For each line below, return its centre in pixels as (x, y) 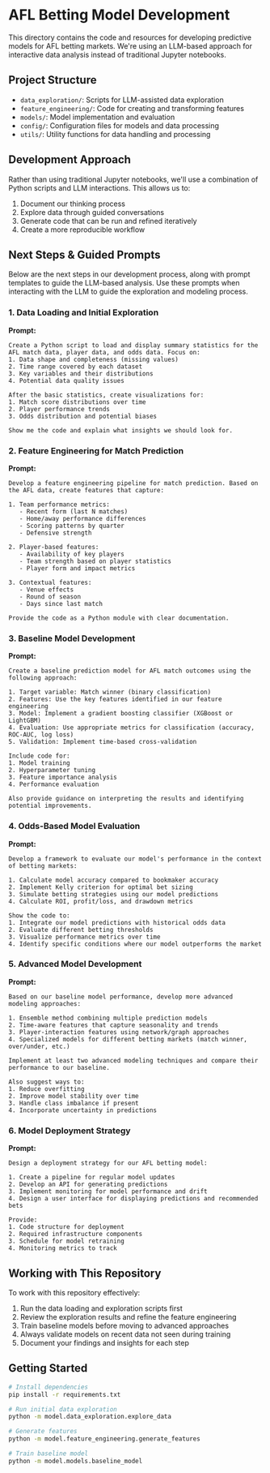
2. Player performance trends (59, 409)
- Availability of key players (72, 554)
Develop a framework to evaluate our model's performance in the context (135, 859)
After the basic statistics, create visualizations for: (106, 395)
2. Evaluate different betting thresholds (81, 930)
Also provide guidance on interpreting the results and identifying (126, 799)
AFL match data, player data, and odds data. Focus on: (104, 352)
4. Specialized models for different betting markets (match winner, (128, 1039)
